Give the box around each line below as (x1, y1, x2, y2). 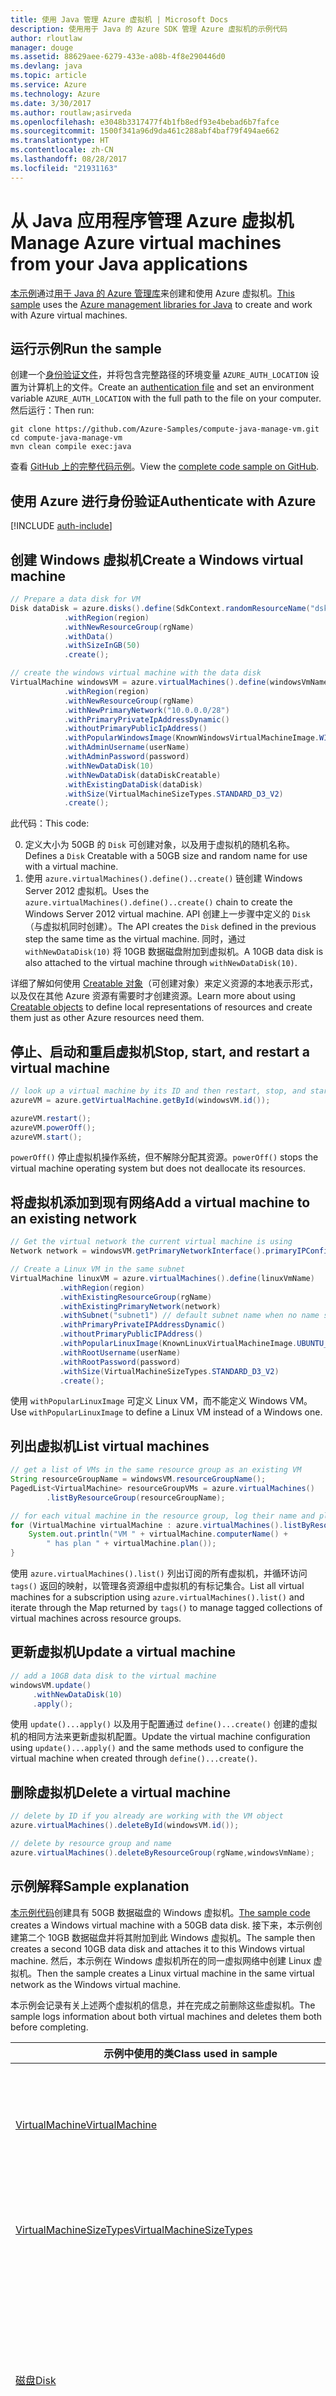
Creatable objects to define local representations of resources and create (10, 1001, 313, 1013)
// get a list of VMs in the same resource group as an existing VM (10, 1465, 302, 1475)
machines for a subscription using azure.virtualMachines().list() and (10, 1591, 305, 1603)
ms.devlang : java (10, 61, 83, 71)
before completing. (10, 2021, 89, 2033)
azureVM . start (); (10, 1132, 83, 1142)
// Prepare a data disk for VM (10, 594, 141, 604)
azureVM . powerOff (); (10, 1122, 97, 1133)
